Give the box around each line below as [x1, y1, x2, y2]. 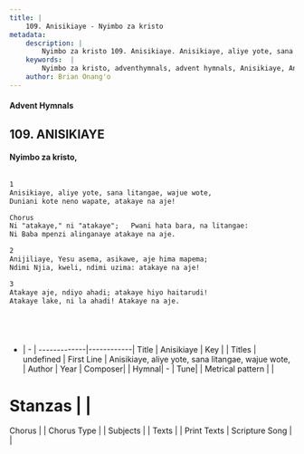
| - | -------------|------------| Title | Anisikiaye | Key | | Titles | [22, 344, 257, 355]
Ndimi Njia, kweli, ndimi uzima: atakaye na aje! [9, 263, 201, 272]
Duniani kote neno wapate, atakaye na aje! [9, 197, 176, 206]
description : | [25, 38, 83, 48]
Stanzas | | [9, 395, 92, 416]
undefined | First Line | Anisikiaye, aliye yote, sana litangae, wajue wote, [22, 354, 291, 365]
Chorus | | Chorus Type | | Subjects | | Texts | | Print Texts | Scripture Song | [9, 425, 292, 436]
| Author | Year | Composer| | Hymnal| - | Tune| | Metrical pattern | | [22, 363, 274, 374]
